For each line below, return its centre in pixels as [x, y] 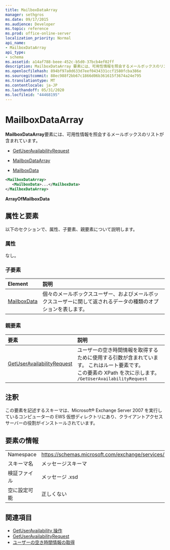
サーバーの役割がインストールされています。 [51, 423]
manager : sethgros [25, 15]
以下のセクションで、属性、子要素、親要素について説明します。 [71, 229]
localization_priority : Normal [38, 38]
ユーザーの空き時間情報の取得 [44, 542]
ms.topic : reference [27, 29]
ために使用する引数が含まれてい [115, 358]
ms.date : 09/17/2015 [27, 19]
